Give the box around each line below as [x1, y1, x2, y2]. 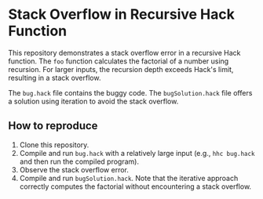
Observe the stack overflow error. [19, 165, 130, 174]
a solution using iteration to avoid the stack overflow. [8, 96, 179, 106]
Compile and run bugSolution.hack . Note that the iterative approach [19, 173, 239, 183]
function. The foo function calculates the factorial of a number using [8, 56, 229, 66]
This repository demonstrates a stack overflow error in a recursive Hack [8, 48, 241, 57]
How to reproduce [8, 119, 98, 132]
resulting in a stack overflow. [8, 73, 101, 82]
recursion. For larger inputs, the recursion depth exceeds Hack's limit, [8, 64, 234, 74]
